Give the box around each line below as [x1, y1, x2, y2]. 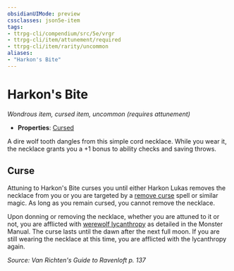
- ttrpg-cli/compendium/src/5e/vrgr [7, 30, 115, 37]
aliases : [7, 50, 33, 57]
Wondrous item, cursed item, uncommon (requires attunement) [7, 110, 190, 118]
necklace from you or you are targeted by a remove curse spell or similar [7, 191, 218, 199]
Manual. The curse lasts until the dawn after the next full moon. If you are [7, 227, 220, 236]
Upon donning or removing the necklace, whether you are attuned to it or [7, 212, 220, 220]
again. [7, 242, 26, 251]
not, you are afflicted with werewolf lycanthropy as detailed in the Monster [7, 220, 223, 228]
